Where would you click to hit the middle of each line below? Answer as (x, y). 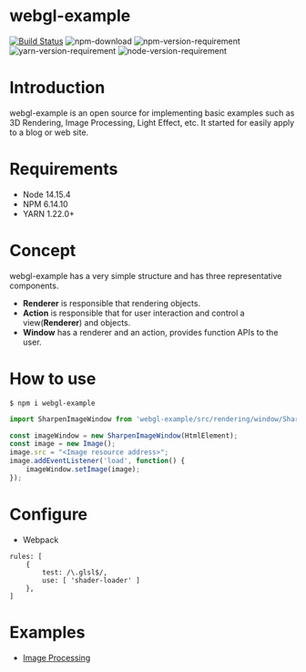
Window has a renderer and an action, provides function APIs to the (150, 332)
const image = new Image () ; (63, 444)
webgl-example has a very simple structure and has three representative (146, 275)
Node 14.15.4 (46, 194)
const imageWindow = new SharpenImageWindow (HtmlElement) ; (124, 435)
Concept (43, 251)
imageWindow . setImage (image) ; (83, 470)
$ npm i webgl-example (52, 403)
